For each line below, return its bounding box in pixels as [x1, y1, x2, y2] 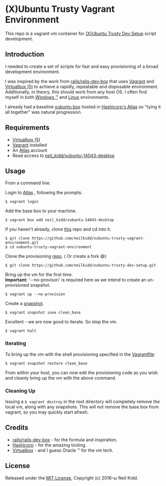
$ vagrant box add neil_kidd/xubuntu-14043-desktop [5, 218, 114, 223]
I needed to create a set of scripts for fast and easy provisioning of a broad [5, 63, 159, 69]
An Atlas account [12, 147, 48, 153]
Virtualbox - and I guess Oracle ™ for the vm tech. [12, 447, 114, 453]
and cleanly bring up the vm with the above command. [5, 375, 116, 381]
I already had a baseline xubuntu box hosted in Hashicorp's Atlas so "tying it [5, 103, 161, 110]
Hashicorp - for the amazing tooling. [12, 442, 87, 448]
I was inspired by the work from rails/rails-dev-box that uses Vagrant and [5, 78, 155, 84]
